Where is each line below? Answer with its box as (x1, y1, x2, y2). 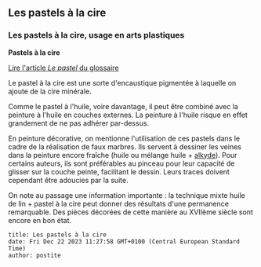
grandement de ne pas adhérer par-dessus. (8, 118, 150, 128)
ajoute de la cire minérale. (8, 86, 92, 96)
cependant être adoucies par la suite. (8, 175, 129, 185)
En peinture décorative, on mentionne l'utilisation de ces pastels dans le (8, 133, 241, 143)
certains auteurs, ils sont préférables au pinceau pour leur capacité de (8, 159, 235, 168)
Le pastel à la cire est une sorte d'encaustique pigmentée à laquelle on (8, 78, 237, 87)
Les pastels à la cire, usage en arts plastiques (8, 30, 185, 41)
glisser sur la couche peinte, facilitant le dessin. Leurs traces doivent (8, 166, 230, 176)
